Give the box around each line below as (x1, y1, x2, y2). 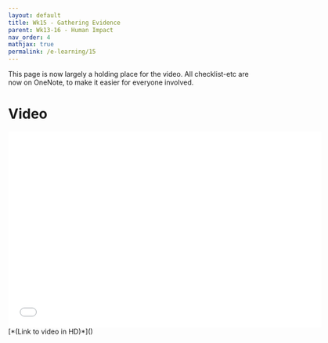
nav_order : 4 (8, 33, 51, 42)
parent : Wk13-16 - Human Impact (8, 26, 114, 34)
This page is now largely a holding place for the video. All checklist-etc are (8, 70, 249, 78)
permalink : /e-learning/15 (8, 48, 96, 56)
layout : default (8, 11, 61, 20)
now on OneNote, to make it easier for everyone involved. (8, 78, 194, 87)
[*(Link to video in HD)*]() (8, 327, 94, 336)
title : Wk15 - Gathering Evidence (8, 19, 121, 27)
